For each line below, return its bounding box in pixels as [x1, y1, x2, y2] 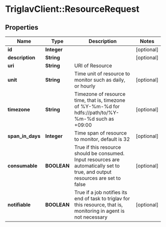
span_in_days [7, 133, 41, 139]
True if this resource [74, 144, 121, 150]
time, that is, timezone [74, 97, 125, 103]
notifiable [7, 201, 31, 208]
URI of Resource [74, 62, 112, 69]
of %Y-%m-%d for [74, 103, 120, 110]
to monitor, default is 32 [74, 136, 130, 142]
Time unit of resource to [74, 70, 130, 77]
